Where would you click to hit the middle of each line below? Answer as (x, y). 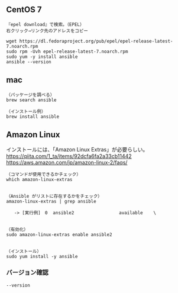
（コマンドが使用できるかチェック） (43, 175)
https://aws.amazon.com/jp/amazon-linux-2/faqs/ (67, 163)
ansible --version (29, 62)
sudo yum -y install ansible (42, 57)
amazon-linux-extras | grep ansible (51, 202)
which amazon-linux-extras (39, 180)
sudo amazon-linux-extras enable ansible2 (59, 235)
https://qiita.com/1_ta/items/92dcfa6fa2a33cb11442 (69, 156)
